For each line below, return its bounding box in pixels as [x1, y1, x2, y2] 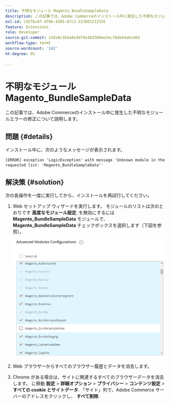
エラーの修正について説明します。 [9, 116, 81, 122]
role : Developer [5, 30, 40, 35]
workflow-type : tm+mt [5, 41, 51, 46]
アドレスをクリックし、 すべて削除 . [26, 393, 100, 399]
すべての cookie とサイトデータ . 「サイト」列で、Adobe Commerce [12, 387, 154, 393]
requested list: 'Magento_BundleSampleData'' [5, 163, 103, 168]
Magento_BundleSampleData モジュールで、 [12, 216, 108, 222]
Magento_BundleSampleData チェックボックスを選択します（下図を [12, 222, 158, 229]
